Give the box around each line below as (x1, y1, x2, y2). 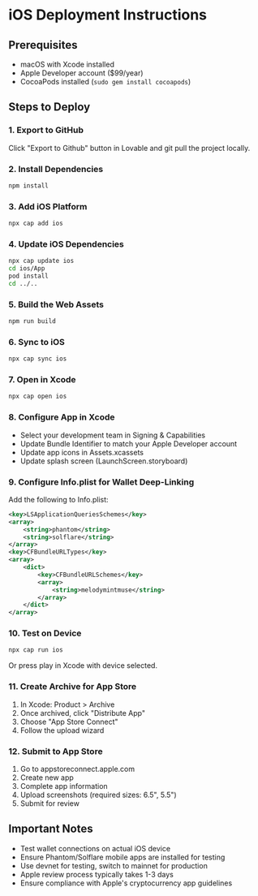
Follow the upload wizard (19, 725, 105, 735)
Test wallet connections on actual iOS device (19, 843, 171, 853)
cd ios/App (8, 265, 45, 273)
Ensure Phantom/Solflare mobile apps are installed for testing (19, 852, 226, 862)
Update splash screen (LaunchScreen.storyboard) (19, 456, 188, 466)
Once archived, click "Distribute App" (19, 708, 146, 717)
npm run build (8, 317, 57, 325)
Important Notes (8, 822, 93, 836)
